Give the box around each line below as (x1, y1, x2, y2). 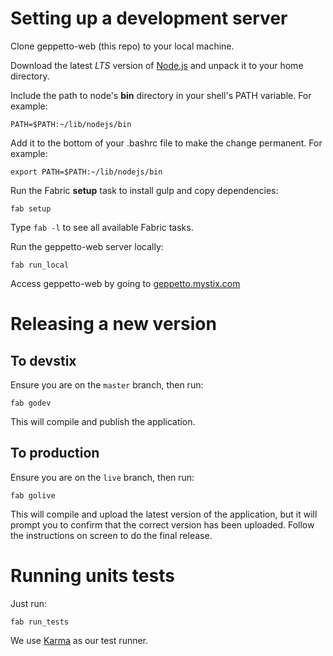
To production (10, 445, 100, 462)
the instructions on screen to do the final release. (10, 529, 213, 541)
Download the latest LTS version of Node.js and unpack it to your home (10, 59, 304, 71)
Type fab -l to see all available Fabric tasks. (10, 221, 194, 233)
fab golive (10, 490, 56, 501)
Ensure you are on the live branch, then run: (10, 471, 195, 483)
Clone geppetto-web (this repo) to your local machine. (10, 40, 235, 52)
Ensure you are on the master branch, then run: (10, 378, 204, 391)
